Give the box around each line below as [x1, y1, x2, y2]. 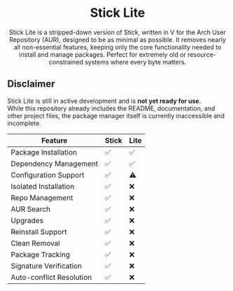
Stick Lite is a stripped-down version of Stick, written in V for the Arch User [9, 28, 226, 36]
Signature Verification [10, 261, 83, 271]
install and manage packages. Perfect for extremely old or [18, 50, 187, 59]
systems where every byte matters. [85, 57, 187, 66]
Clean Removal [10, 238, 61, 248]
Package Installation [10, 147, 77, 157]
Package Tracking [10, 250, 71, 260]
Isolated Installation [10, 181, 75, 191]
